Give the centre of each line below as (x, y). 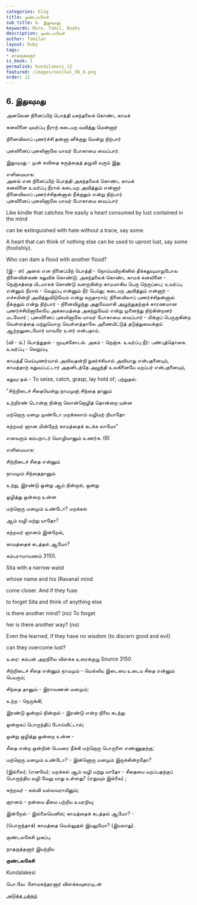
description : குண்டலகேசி (35, 34)
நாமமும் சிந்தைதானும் (31, 473)
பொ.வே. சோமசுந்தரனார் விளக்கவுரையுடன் (54, 884)
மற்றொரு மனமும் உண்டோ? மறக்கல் (47, 508)
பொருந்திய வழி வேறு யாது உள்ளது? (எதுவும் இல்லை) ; (66, 778)
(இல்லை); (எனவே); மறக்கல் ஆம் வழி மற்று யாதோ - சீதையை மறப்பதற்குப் (90, 771)
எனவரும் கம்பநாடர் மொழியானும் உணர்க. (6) (58, 438)
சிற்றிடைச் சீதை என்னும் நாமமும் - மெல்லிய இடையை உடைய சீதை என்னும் (91, 671)
